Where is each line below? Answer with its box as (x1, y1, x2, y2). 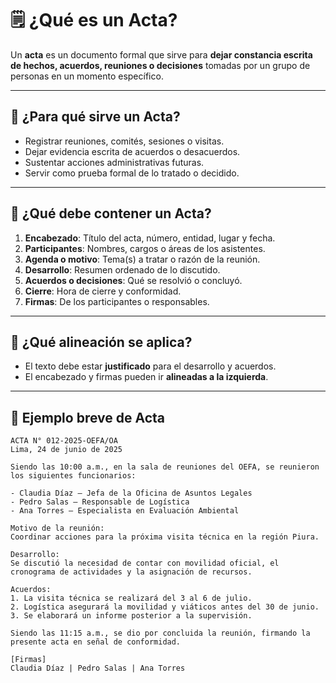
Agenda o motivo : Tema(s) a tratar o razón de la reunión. (24, 253, 261, 265)
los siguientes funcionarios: (10, 471, 137, 481)
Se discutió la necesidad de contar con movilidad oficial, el (10, 558, 280, 569)
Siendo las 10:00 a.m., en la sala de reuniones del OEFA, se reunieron (10, 462, 320, 472)
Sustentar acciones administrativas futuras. (24, 156, 205, 168)
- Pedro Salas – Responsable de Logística (10, 497, 190, 507)
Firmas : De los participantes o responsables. (24, 295, 210, 307)
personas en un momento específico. (10, 70, 164, 82)
